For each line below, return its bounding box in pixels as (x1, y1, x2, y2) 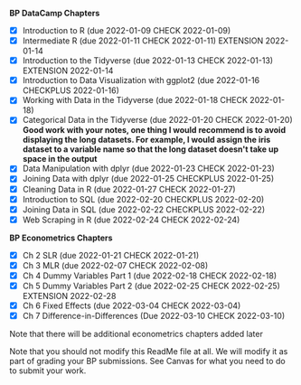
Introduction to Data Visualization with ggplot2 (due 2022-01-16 (22, 75, 260, 86)
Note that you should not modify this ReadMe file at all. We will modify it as (9, 346, 288, 357)
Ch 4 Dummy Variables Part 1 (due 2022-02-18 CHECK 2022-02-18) (22, 270, 277, 281)
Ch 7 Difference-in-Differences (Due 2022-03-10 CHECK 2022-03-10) (22, 311, 286, 322)
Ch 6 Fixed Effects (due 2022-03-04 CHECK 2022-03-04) (22, 300, 241, 311)
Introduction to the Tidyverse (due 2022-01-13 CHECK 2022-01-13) (22, 55, 274, 66)
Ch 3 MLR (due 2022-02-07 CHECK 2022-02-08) (22, 259, 209, 270)
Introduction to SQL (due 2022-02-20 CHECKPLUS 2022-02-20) (22, 193, 265, 204)
